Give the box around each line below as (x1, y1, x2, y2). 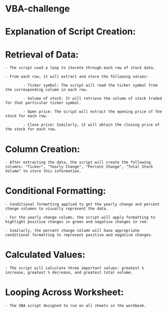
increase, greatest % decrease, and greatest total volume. (5, 270, 133, 275)
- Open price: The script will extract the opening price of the (23, 109, 162, 114)
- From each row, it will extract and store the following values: (5, 74, 149, 79)
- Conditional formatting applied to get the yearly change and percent (5, 202, 160, 207)
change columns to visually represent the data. (5, 206, 108, 211)
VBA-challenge (5, 3, 70, 15)
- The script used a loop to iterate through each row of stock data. (5, 66, 155, 71)
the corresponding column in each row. (5, 87, 88, 93)
